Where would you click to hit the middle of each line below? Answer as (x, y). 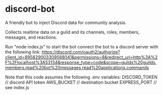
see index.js (17, 87)
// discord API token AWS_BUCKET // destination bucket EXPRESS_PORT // (81, 82)
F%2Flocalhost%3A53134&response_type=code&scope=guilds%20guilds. (81, 62)
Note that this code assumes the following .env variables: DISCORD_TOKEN (81, 77)
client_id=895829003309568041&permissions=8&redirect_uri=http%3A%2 (81, 57)
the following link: (23, 52)
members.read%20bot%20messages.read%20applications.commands (77, 68)
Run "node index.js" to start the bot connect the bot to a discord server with (82, 47)
